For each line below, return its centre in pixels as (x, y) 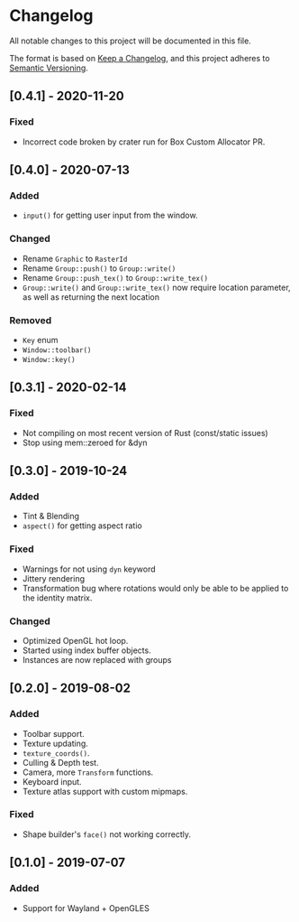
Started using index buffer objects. (86, 650)
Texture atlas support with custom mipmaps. (105, 791)
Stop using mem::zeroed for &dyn (85, 442)
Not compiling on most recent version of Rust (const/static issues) (145, 433)
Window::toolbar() (57, 350)
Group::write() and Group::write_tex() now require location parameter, (156, 287)
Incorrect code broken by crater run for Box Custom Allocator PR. (144, 142)
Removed (31, 320)
